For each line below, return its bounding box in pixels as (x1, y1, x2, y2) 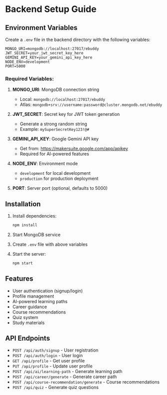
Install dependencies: (12, 213, 57, 219)
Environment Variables (5, 23, 78, 32)
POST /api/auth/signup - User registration (12, 347, 99, 353)
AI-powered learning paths (12, 298, 68, 304)
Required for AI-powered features (19, 151, 89, 157)
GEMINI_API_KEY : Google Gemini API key (12, 136, 99, 142)
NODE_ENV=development (5, 59, 50, 64)
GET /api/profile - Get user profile (12, 358, 85, 364)
